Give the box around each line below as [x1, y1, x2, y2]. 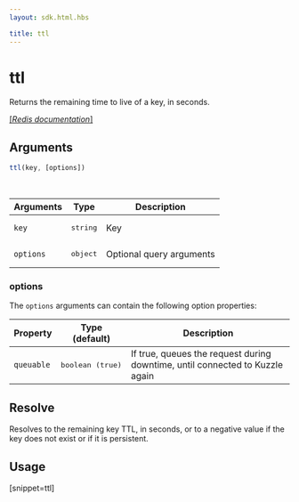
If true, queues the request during [130, 348, 271, 360]
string [70, 223, 98, 232]
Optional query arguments [105, 247, 215, 260]
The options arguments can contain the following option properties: [9, 300, 257, 312]
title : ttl [9, 28, 50, 38]
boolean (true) [61, 360, 123, 369]
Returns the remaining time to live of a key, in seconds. [9, 97, 211, 108]
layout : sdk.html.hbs [9, 12, 90, 22]
